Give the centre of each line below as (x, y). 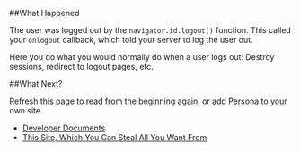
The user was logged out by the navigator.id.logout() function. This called (150, 30)
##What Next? (36, 84)
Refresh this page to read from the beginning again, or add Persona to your (148, 101)
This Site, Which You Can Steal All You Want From (115, 137)
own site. (26, 110)
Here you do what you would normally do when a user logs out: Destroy (142, 57)
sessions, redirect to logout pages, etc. (82, 67)
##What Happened (44, 13)
